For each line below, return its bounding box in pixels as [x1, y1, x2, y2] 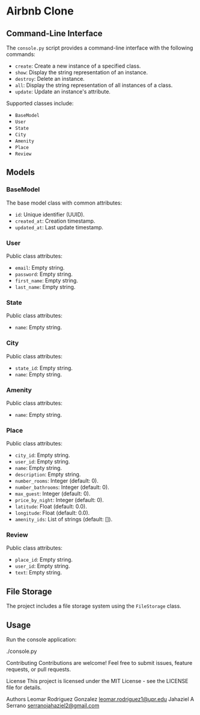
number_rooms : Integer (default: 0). [14, 477, 99, 485]
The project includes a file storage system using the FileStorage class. [6, 602, 181, 610]
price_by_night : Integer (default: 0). [14, 497, 104, 504]
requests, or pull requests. [6, 666, 71, 673]
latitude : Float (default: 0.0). [14, 503, 87, 510]
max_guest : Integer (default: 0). [14, 490, 91, 497]
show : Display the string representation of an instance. [14, 69, 148, 76]
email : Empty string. [14, 264, 65, 271]
